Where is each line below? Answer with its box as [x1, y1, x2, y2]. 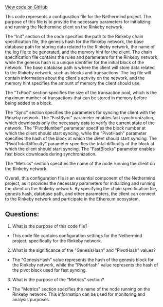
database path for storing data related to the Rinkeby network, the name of [5, 44, 155, 49]
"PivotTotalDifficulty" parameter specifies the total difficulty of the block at [5, 141, 155, 146]
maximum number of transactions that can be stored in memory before [5, 95, 147, 101]
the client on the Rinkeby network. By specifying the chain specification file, [5, 186, 157, 191]
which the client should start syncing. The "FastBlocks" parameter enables [5, 146, 155, 152]
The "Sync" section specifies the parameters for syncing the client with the [5, 110, 156, 115]
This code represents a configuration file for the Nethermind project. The [5, 14, 151, 19]
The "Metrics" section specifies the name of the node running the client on [5, 161, 155, 166]
